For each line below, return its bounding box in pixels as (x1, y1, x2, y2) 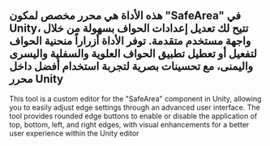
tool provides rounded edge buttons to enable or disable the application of (9, 111, 258, 121)
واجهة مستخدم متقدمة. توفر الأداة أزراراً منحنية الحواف (9, 34, 251, 48)
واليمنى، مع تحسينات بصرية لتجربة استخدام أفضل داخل (9, 59, 254, 74)
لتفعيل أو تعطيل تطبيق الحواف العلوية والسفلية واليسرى (9, 47, 258, 61)
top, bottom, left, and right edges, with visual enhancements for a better (9, 119, 250, 129)
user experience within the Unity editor (9, 128, 139, 138)
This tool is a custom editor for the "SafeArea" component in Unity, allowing (9, 93, 262, 103)
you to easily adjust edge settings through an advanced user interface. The (9, 102, 260, 112)
